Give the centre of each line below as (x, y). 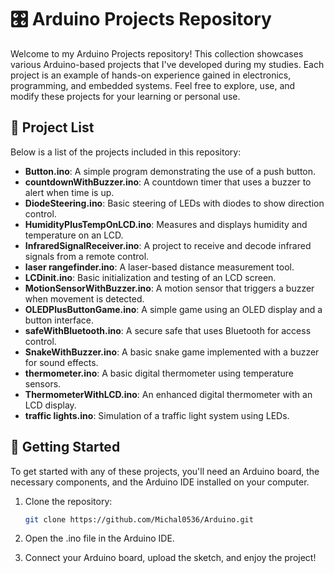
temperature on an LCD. (74, 235)
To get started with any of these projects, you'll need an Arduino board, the (165, 471)
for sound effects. (61, 362)
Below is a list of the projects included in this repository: (126, 152)
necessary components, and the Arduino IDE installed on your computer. (160, 482)
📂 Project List (52, 127)
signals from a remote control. (87, 256)
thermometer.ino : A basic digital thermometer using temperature (159, 373)
